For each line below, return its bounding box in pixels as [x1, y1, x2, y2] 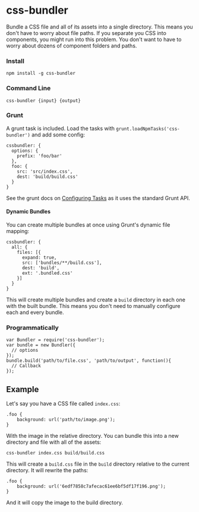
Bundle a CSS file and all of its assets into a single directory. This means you [6, 23, 193, 30]
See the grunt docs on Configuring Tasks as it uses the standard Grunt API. [6, 194, 190, 202]
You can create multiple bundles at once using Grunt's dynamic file [6, 221, 170, 228]
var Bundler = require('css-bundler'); [6, 337, 105, 343]
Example [6, 384, 39, 395]
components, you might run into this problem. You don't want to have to [6, 36, 182, 43]
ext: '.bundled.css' [21, 271, 73, 276]
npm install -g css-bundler [6, 71, 76, 77]
